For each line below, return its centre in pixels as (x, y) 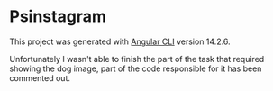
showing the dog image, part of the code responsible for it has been (136, 68)
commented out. (40, 77)
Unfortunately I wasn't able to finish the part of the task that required (137, 59)
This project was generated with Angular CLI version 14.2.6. (120, 41)
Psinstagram (58, 17)
